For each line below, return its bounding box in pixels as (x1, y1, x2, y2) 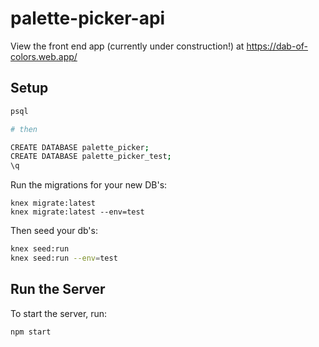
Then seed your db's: (10, 225, 98, 237)
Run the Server (10, 281, 106, 298)
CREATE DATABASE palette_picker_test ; (10, 152, 172, 162)
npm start (10, 327, 52, 337)
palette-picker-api (10, 7, 166, 30)
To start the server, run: (10, 307, 108, 319)
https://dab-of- (246, 40, 308, 52)
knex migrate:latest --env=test (10, 207, 145, 217)
